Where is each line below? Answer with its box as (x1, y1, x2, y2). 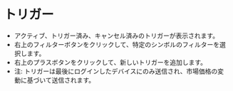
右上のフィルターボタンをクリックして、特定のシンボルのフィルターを (14, 40, 220, 48)
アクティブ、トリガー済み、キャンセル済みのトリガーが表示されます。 (14, 31, 219, 40)
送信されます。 (51, 75, 95, 84)
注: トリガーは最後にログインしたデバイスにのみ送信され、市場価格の (14, 67, 218, 75)
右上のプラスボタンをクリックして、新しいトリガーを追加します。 (14, 58, 207, 66)
